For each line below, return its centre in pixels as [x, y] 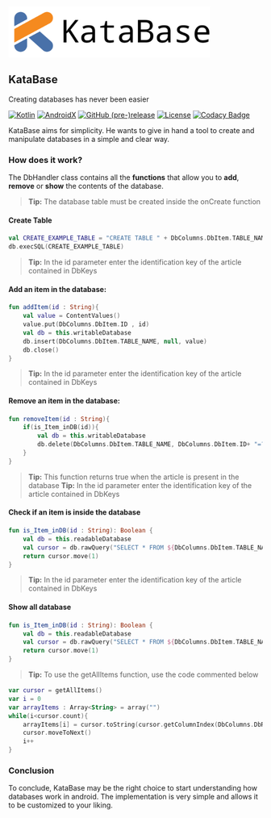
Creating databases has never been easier [79, 99]
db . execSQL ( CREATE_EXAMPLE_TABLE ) [67, 247]
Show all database [40, 607]
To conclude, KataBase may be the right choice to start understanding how [133, 788]
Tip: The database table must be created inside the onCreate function [144, 202]
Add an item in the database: [58, 289]
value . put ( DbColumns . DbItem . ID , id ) [86, 324]
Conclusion [31, 770]
